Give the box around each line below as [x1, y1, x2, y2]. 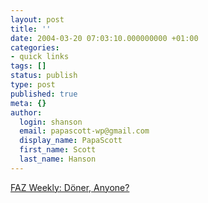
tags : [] [10, 61, 47, 71]
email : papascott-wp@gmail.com [19, 126, 150, 136]
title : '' [10, 24, 52, 34]
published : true [10, 89, 78, 99]
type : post [10, 80, 56, 90]
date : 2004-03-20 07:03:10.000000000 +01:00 [10, 33, 199, 43]
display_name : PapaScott [19, 136, 123, 146]
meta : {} [10, 98, 47, 108]
